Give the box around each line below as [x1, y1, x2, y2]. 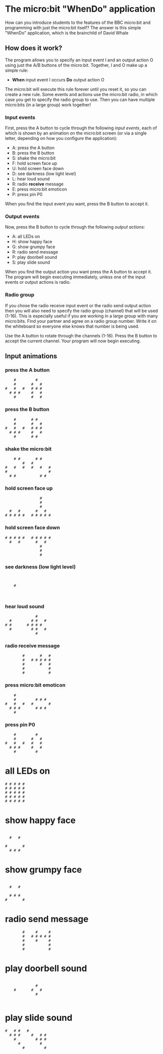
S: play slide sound [12, 259, 50, 265]
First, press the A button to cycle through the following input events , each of [5, 125, 157, 131]
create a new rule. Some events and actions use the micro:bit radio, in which [5, 91, 158, 97]
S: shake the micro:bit [12, 155, 56, 161]
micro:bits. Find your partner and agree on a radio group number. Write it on [5, 318, 157, 324]
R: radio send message [12, 249, 58, 255]
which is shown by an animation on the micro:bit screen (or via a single [5, 130, 147, 136]
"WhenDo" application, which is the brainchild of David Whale [5, 30, 129, 36]
